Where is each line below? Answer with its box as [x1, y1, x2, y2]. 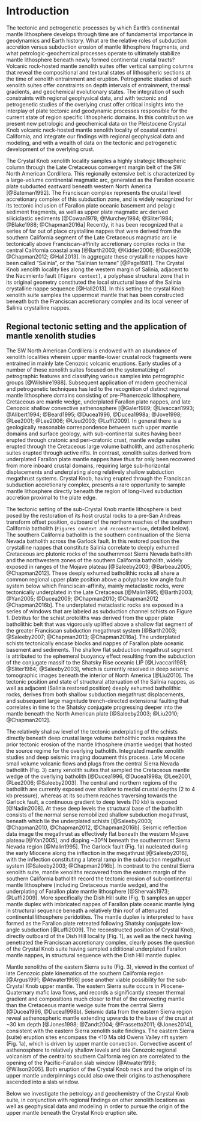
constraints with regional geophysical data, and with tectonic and [6, 94, 167, 102]
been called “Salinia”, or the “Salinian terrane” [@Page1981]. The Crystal [6, 259, 184, 266]
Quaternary [6, 989, 35, 996]
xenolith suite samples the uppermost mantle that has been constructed [6, 291, 184, 298]
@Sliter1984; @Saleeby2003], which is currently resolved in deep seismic [6, 665, 189, 672]
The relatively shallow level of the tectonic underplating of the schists [6, 728, 178, 735]
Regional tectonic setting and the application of [6, 322, 187, 332]
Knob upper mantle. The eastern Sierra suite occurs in [25, 982, 160, 990]
